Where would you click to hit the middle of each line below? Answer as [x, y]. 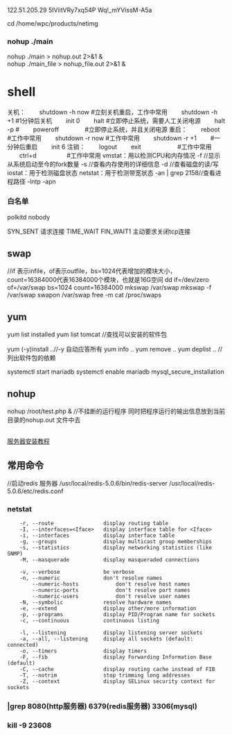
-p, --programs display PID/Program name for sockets [117, 615]
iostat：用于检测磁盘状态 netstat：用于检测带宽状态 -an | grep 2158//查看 [111, 173]
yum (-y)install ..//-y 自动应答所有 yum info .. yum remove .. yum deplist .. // [115, 349]
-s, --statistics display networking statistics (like [116, 548]
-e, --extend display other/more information [108, 609]
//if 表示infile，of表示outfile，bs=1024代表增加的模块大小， [92, 271]
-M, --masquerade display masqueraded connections [109, 560]
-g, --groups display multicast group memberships [116, 542]
